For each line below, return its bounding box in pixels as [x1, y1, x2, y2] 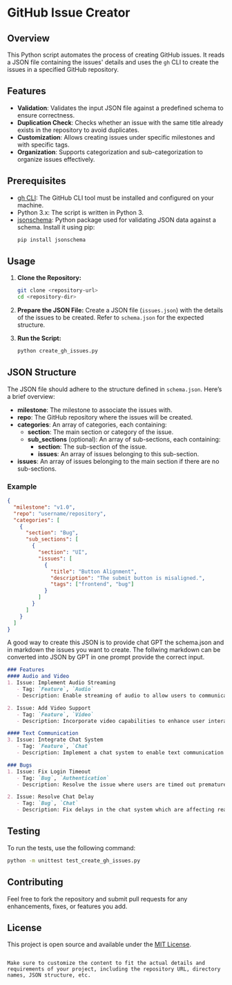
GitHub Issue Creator [7, 5, 130, 21]
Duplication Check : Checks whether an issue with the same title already [17, 118, 224, 126]
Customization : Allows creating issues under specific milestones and [17, 133, 215, 141]
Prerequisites [7, 175, 66, 187]
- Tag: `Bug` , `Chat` [16, 800, 79, 807]
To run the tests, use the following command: [7, 843, 136, 852]
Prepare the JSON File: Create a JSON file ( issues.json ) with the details [17, 306, 224, 315]
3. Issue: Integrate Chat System [7, 736, 104, 744]
